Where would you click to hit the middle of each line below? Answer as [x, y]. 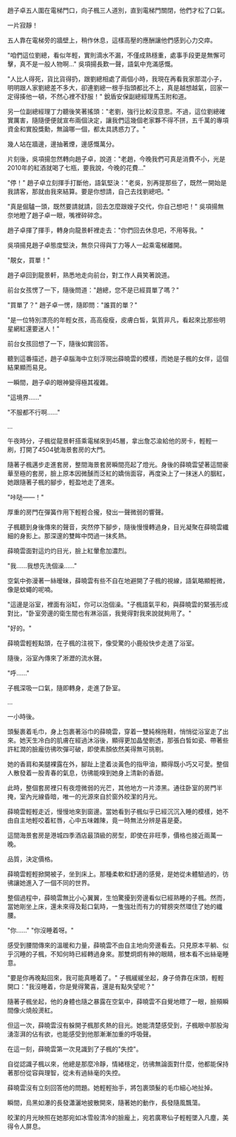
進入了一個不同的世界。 [59, 883]
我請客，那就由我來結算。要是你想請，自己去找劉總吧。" [89, 191]
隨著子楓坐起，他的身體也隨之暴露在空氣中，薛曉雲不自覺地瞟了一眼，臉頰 [115, 1002]
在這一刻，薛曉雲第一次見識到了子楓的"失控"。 [75, 1049]
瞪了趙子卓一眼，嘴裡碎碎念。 [63, 215]
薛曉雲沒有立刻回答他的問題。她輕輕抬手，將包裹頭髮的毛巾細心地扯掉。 [112, 1088]
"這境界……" [25, 397]
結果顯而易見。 [29, 367]
